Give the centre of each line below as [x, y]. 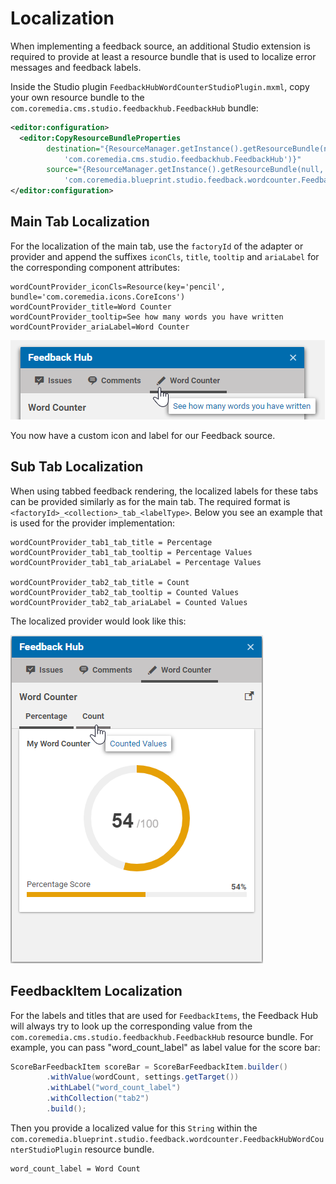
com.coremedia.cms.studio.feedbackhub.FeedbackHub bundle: [134, 108]
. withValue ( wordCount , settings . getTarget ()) [143, 1077]
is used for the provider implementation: [92, 523]
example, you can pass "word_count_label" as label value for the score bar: [165, 1047]
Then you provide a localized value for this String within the [134, 1128]
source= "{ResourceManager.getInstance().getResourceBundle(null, [185, 170]
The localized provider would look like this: [98, 621]
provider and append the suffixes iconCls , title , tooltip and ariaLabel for [165, 256]
